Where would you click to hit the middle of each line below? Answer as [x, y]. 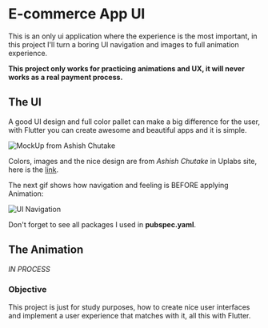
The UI [25, 102]
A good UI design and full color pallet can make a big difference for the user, [134, 122]
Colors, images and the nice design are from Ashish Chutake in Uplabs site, [133, 161]
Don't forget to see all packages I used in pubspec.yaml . [102, 224]
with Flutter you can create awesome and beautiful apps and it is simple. [128, 130]
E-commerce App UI [77, 14]
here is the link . [34, 170]
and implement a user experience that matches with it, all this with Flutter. [130, 315]
